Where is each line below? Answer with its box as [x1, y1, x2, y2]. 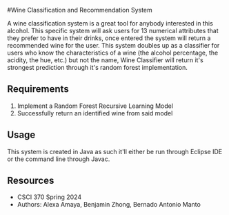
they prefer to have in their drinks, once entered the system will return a [7, 34, 211, 42]
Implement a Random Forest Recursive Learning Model [17, 102, 174, 110]
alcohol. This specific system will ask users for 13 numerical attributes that [7, 27, 219, 35]
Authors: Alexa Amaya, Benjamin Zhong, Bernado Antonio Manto [17, 200, 201, 209]
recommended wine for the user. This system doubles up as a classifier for [7, 41, 220, 49]
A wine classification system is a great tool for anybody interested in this [7, 19, 214, 27]
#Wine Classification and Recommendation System [7, 6, 153, 14]
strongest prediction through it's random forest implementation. [7, 64, 188, 71]
